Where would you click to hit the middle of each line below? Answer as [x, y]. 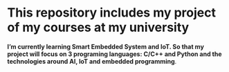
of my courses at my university [98, 27]
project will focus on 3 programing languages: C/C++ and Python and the [115, 54]
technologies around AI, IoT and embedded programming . [92, 61]
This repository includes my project [112, 13]
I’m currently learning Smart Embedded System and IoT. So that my [106, 46]
